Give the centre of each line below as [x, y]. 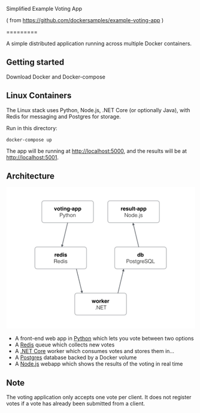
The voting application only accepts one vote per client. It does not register [99, 397]
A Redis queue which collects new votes [65, 345]
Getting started [35, 62]
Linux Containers [39, 96]
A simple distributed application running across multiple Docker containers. [99, 43]
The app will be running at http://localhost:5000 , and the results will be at [97, 151]
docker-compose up [29, 140]
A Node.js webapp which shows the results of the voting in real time [99, 364]
